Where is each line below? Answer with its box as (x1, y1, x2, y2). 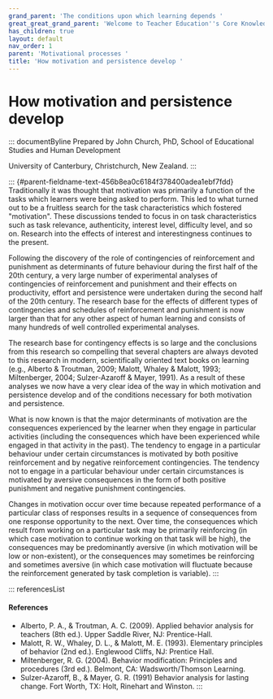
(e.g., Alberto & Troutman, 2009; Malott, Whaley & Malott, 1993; (8, 364, 221, 374)
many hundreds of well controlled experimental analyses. (8, 322, 201, 332)
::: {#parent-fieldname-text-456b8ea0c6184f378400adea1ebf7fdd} (8, 177, 234, 186)
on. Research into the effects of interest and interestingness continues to (8, 229, 253, 238)
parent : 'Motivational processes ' (8, 50, 129, 58)
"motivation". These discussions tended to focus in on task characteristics (8, 211, 258, 221)
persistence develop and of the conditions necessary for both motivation (8, 390, 252, 400)
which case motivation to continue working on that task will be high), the (8, 534, 251, 544)
